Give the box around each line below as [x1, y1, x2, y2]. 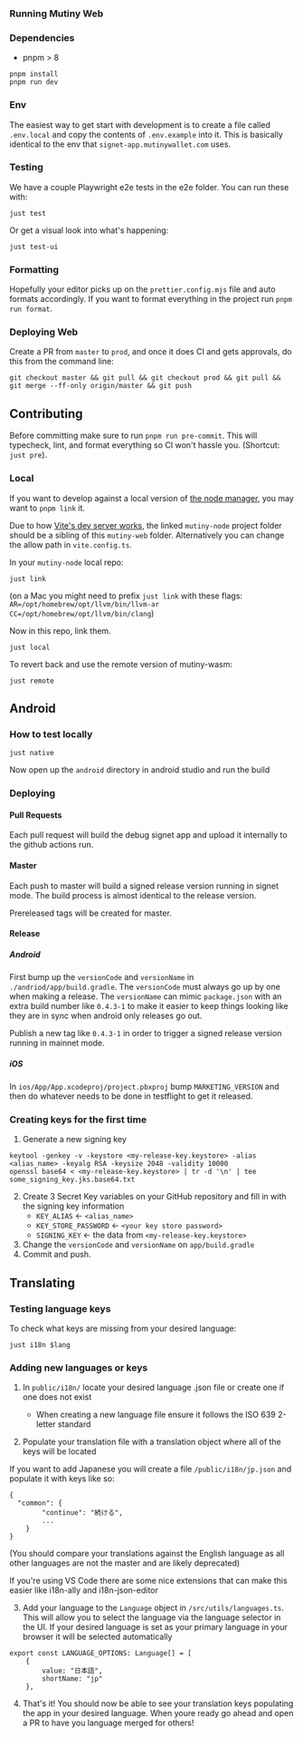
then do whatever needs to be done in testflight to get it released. [9, 1091, 253, 1101]
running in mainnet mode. [9, 1037, 106, 1049]
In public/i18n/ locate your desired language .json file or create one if [22, 1382, 285, 1393]
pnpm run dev [9, 78, 59, 87]
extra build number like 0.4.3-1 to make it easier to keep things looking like [9, 1001, 289, 1012]
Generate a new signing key [22, 1134, 127, 1145]
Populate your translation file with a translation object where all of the [22, 1436, 282, 1448]
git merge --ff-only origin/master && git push [9, 382, 193, 391]
